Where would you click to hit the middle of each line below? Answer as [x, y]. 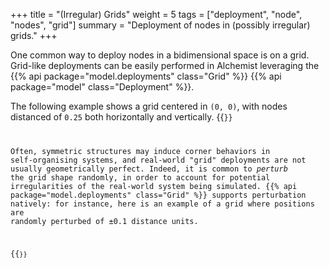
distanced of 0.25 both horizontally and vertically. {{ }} [121, 117]
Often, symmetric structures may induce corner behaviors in [140, 151]
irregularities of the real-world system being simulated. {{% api [154, 186]
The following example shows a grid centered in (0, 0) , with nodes [149, 106]
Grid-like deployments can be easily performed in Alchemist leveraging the [165, 65]
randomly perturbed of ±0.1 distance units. [104, 221]
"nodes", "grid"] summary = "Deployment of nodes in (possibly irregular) [160, 25]
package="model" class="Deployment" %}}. [102, 87]
